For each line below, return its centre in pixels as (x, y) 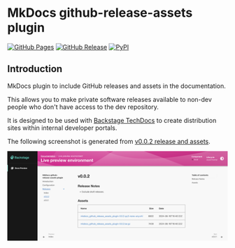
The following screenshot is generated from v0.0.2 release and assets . (109, 141)
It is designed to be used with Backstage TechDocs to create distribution (112, 120)
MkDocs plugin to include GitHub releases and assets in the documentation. (116, 86)
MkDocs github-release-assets (100, 13)
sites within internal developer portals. (62, 128)
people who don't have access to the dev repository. (83, 107)
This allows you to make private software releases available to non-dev (109, 99)
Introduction (35, 69)
